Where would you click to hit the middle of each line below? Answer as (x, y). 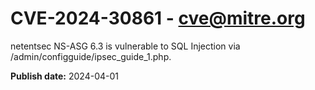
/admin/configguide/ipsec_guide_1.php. (91, 56)
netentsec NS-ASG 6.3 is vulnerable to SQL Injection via (125, 46)
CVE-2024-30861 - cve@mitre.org (158, 18)
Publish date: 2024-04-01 (64, 76)
